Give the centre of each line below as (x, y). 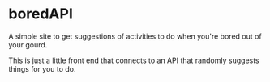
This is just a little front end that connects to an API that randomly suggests (134, 60)
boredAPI (41, 14)
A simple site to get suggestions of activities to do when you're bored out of (135, 36)
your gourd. (28, 44)
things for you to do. (42, 68)
